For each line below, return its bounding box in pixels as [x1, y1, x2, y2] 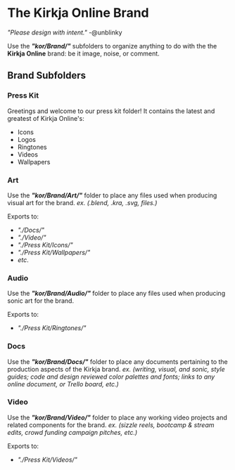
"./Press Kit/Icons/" [17, 240, 74, 249]
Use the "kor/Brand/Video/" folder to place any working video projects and [7, 413, 227, 422]
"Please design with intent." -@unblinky [7, 28, 122, 37]
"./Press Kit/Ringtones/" [17, 324, 87, 332]
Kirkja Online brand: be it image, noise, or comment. [7, 49, 160, 58]
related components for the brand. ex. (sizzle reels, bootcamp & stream [7, 420, 215, 429]
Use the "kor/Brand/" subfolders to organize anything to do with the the [7, 41, 217, 50]
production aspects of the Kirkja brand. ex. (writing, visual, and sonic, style [7, 365, 225, 373]
